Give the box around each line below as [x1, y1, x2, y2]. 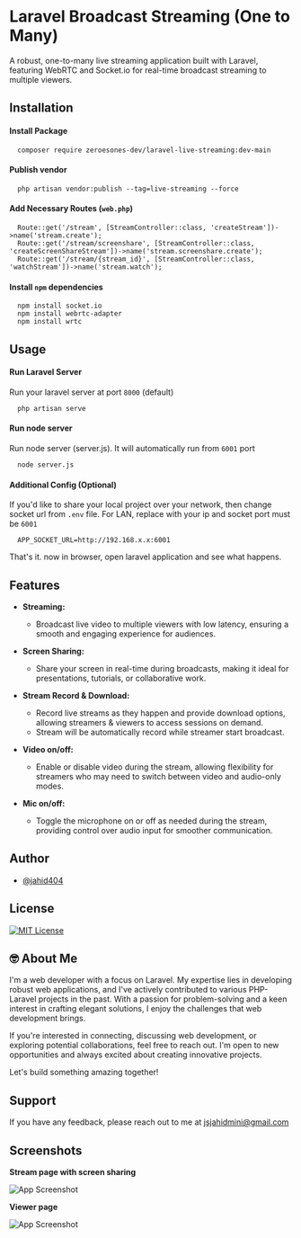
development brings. [9, 1013, 86, 1024]
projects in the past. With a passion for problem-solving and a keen [38, 993, 288, 1004]
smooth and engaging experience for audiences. [35, 628, 217, 639]
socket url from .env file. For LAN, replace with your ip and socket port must [9, 509, 290, 520]
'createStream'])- [209, 223, 279, 232]
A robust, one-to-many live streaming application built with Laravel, [9, 55, 259, 66]
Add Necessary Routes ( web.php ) [9, 203, 133, 214]
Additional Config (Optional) [9, 479, 117, 490]
